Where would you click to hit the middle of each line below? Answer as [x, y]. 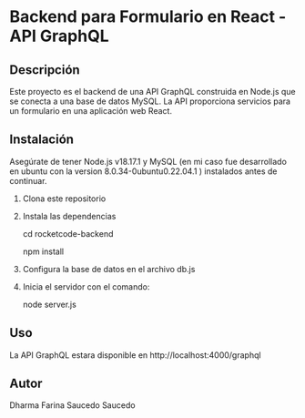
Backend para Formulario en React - [148, 17]
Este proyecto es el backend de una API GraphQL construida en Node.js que [152, 92]
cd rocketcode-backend [68, 233]
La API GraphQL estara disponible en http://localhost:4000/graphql [135, 355]
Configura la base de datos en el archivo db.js [109, 269]
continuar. [28, 180]
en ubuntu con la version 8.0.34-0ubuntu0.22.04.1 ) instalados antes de [143, 171]
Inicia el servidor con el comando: [86, 286]
